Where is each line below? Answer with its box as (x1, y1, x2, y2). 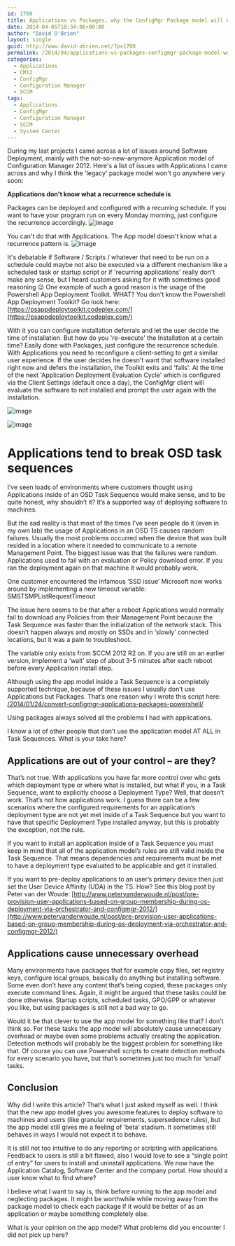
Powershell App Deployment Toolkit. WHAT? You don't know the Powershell (7, 290, 226, 299)
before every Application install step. (7, 664, 113, 673)
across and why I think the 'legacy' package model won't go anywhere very (7, 169, 225, 177)
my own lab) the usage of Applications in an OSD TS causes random (7, 526, 204, 535)
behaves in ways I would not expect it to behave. (7, 1130, 148, 1139)
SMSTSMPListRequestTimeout (7, 592, 96, 601)
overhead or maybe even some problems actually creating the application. (7, 1032, 222, 1040)
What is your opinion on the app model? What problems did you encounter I (7, 1223, 225, 1231)
